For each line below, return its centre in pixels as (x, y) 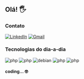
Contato (15, 26)
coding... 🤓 (17, 72)
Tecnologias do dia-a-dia (35, 49)
